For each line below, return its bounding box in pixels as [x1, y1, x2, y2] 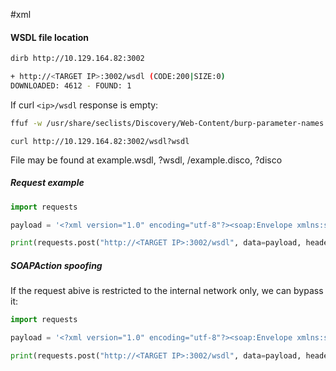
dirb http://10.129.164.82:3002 [10, 54, 145, 64]
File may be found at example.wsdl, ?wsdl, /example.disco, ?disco [10, 154, 283, 166]
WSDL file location [10, 31, 89, 43]
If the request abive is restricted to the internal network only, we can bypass [10, 285, 324, 297]
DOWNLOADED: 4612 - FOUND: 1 [10, 80, 132, 91]
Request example [10, 177, 85, 189]
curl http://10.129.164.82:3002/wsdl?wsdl [10, 136, 190, 146]
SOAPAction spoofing [10, 259, 103, 271]
